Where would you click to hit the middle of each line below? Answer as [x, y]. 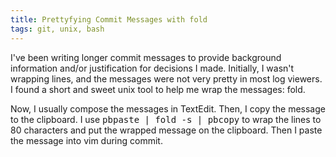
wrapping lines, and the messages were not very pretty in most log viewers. [166, 78]
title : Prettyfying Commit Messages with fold [109, 19]
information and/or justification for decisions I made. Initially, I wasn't [152, 68]
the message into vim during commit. [86, 140]
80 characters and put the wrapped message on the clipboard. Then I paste [166, 130]
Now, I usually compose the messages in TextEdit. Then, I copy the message [168, 108]
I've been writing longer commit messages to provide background [146, 57]
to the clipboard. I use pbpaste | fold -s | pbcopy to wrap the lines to [166, 119]
